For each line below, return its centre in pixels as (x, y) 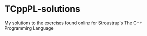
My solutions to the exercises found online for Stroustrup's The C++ (73, 23)
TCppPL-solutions (43, 9)
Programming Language (29, 28)
